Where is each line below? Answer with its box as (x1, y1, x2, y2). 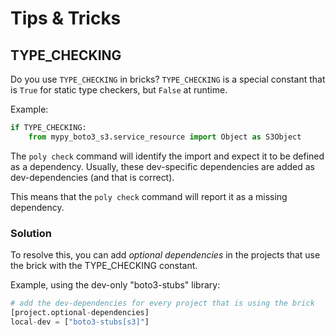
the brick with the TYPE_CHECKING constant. (10, 260, 198, 272)
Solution (10, 226, 53, 240)
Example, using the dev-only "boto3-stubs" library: (10, 279, 221, 291)
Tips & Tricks (10, 7, 122, 30)
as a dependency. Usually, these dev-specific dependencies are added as (10, 160, 315, 172)
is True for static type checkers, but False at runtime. (10, 84, 228, 96)
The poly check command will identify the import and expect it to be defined (10, 150, 325, 162)
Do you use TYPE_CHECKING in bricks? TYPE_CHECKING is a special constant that (10, 73, 326, 85)
